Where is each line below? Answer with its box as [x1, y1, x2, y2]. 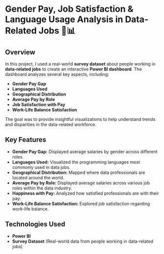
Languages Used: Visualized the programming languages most [12, 159, 141, 165]
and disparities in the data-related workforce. [5, 121, 96, 127]
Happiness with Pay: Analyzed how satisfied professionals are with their [12, 190, 159, 196]
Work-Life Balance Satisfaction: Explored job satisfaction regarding [12, 201, 150, 207]
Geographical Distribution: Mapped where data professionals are [12, 169, 145, 175]
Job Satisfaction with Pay [12, 102, 66, 107]
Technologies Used [5, 220, 65, 229]
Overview [5, 48, 36, 56]
